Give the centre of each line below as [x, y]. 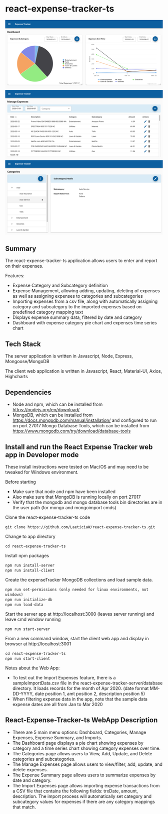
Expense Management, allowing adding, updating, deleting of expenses [86, 291]
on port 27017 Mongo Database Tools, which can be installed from [81, 426]
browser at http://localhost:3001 [38, 644]
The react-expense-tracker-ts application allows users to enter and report [81, 261]
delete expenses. [30, 769]
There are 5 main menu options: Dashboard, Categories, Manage [79, 732]
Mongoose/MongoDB [27, 362]
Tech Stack [23, 344]
